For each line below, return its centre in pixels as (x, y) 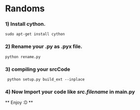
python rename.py (23, 57)
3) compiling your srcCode (38, 69)
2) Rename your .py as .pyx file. (44, 46)
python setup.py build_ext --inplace (46, 79)
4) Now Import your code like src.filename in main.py (70, 92)
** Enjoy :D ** (19, 103)
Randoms (25, 9)
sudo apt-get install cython (35, 34)
